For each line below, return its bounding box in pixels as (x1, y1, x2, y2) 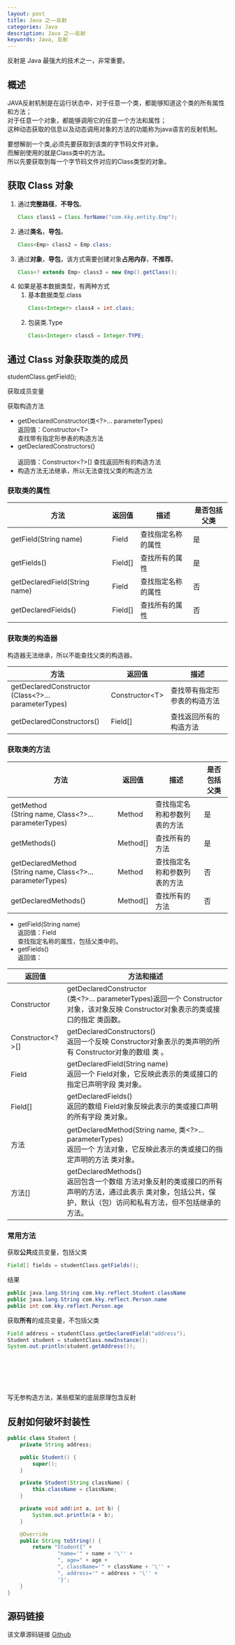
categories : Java (7, 23, 58, 30)
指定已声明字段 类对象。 (66, 1079, 146, 1089)
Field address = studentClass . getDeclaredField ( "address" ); (7, 1330, 187, 1337)
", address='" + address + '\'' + (57, 1569, 158, 1576)
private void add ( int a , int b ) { (20, 1505, 120, 1512)
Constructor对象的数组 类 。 (76, 1047, 168, 1057)
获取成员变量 (7, 386, 44, 395)
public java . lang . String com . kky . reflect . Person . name (7, 1296, 168, 1303)
